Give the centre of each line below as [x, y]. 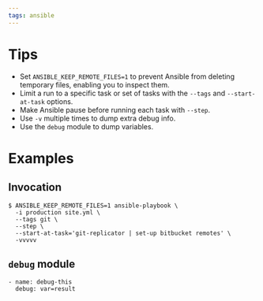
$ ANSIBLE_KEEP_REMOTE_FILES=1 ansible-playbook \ [93, 206]
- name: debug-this [40, 282]
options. [60, 101]
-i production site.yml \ [58, 212]
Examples [41, 158]
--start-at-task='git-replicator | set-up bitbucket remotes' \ [123, 233]
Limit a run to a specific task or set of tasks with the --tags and [122, 93]
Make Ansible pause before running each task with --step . [115, 110]
